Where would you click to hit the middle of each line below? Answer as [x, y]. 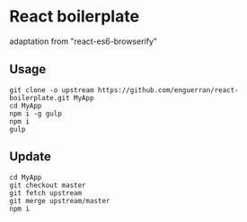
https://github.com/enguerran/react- [168, 90]
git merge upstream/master [60, 201]
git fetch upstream [46, 193]
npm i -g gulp [36, 114]
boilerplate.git [40, 98]
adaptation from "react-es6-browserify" [84, 41]
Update [31, 157]
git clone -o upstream [52, 90]
